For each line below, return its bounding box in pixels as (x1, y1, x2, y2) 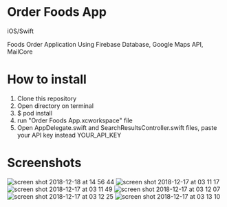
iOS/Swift (7, 27, 34, 35)
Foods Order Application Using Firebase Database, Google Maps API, (7, 40, 204, 48)
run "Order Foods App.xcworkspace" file (17, 116, 133, 124)
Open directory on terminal (17, 101, 94, 110)
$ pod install (17, 109, 53, 117)
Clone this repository (17, 94, 77, 102)
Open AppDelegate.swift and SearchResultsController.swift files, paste (17, 123, 217, 131)
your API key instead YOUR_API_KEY (17, 131, 122, 139)
